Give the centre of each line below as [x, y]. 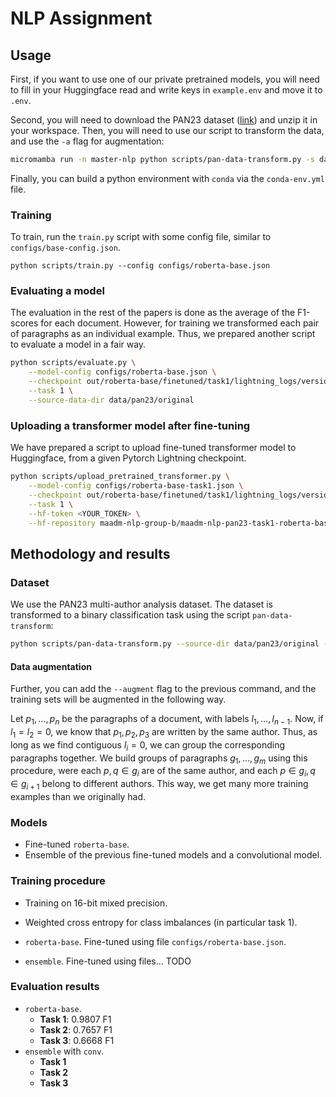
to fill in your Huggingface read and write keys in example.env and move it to [166, 90]
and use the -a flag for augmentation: [87, 141]
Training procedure [58, 881]
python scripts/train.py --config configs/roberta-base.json [140, 266]
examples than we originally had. [78, 796]
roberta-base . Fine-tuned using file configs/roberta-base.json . [155, 941]
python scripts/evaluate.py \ [73, 363]
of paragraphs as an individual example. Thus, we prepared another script [163, 334]
